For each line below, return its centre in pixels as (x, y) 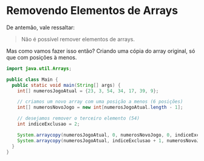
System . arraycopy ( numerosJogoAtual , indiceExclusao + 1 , (91, 140)
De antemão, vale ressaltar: (40, 27)
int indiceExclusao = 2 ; (49, 124)
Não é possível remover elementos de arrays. (78, 39)
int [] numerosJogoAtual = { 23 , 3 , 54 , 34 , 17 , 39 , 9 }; (88, 91)
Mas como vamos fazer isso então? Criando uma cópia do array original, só (101, 51)
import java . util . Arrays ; (39, 68)
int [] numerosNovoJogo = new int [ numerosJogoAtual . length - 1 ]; (100, 108)
